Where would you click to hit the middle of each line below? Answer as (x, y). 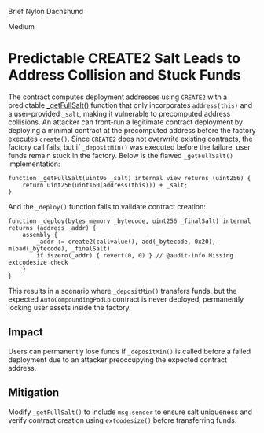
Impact (26, 333)
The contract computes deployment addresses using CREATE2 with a (118, 97)
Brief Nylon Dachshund (46, 11)
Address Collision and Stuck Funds (125, 75)
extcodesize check (38, 262)
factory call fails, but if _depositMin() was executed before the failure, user (130, 147)
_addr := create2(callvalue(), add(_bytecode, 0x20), (126, 242)
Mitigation (34, 393)
